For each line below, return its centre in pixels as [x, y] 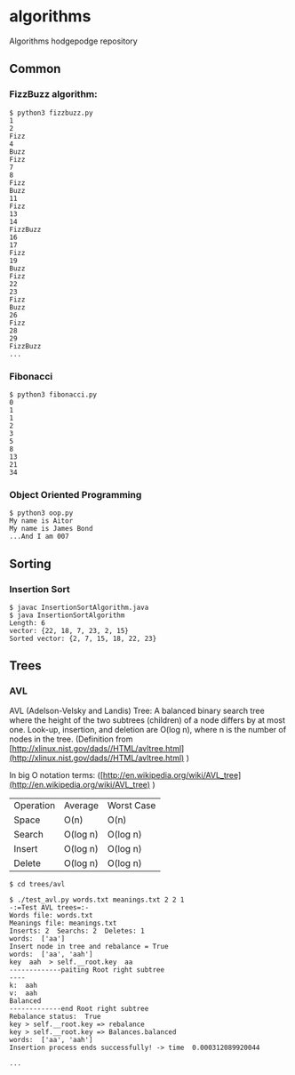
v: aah [24, 993]
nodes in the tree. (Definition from [71, 739]
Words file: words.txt [51, 915]
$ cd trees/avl [37, 884]
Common [35, 69]
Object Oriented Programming [76, 494]
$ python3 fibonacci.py [53, 394]
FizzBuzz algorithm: [53, 94]
